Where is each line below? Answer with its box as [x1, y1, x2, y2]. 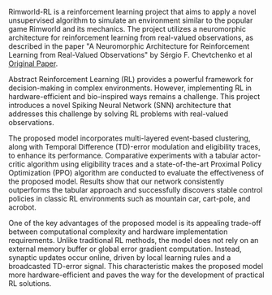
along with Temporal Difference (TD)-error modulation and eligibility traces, [8, 142, 261, 151]
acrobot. [8, 202, 37, 212]
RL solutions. [8, 279, 52, 288]
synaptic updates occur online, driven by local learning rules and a [8, 253, 231, 262]
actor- [240, 150, 261, 160]
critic [8, 159, 26, 169]
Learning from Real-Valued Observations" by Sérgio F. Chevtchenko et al [8, 50, 253, 59]
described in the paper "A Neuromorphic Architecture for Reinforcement [8, 41, 250, 51]
